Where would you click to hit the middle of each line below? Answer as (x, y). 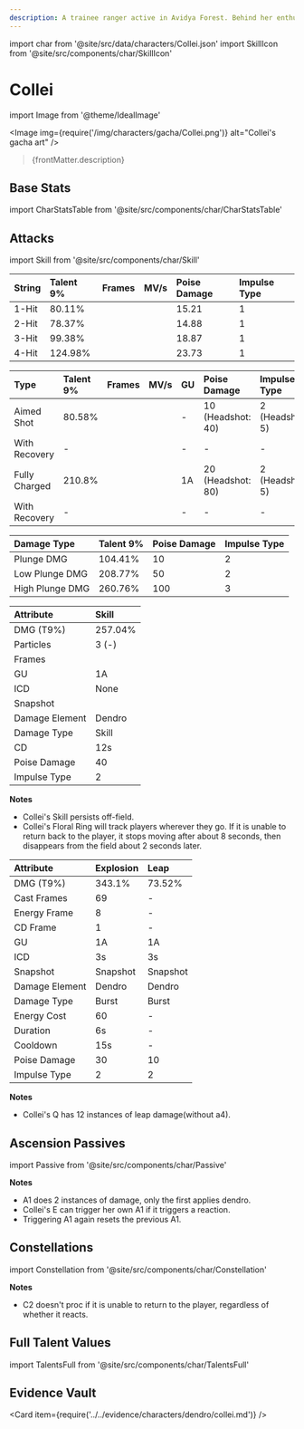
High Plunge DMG (52, 589)
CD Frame (35, 927)
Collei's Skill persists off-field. (78, 817)
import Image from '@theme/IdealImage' (85, 115)
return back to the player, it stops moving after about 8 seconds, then (152, 836)
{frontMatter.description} (78, 159)
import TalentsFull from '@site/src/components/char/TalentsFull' (129, 1365)
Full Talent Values (60, 1343)
